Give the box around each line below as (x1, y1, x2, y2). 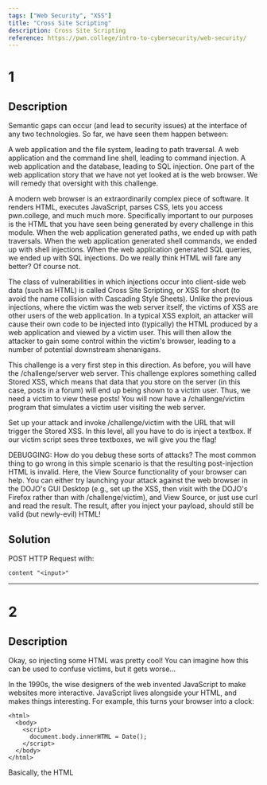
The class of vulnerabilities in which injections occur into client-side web (8, 277, 246, 287)
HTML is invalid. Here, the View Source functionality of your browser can (8, 467, 247, 477)
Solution (8, 533, 51, 546)
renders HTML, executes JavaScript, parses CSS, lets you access (8, 202, 223, 212)
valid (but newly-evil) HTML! (8, 510, 101, 519)
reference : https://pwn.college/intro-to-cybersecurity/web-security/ (8, 33, 247, 42)
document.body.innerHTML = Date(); (29, 733, 148, 741)
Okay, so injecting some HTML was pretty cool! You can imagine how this (8, 656, 249, 666)
